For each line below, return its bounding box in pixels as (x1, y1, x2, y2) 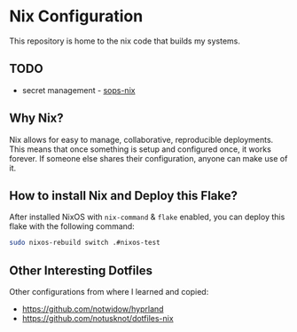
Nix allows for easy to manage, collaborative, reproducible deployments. (9, 134, 274, 145)
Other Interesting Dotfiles (9, 263, 153, 278)
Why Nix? (9, 111, 64, 126)
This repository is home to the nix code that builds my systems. (9, 36, 241, 46)
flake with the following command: (9, 221, 135, 232)
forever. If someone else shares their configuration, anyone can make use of (9, 153, 288, 163)
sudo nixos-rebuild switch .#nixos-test (9, 238, 161, 248)
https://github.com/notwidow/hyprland (21, 304, 164, 314)
